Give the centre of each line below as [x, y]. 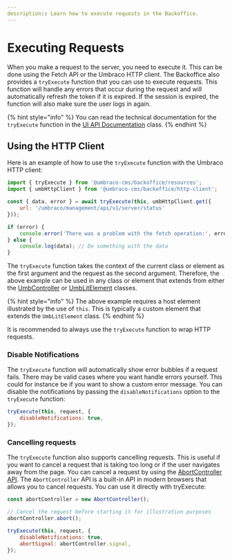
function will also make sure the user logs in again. [79, 104]
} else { [20, 240]
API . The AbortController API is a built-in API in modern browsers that [107, 479]
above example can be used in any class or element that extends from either [116, 281]
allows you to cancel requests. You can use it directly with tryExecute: [107, 487]
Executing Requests [66, 47]
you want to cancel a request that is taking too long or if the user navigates [114, 465]
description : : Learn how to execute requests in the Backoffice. [103, 13]
